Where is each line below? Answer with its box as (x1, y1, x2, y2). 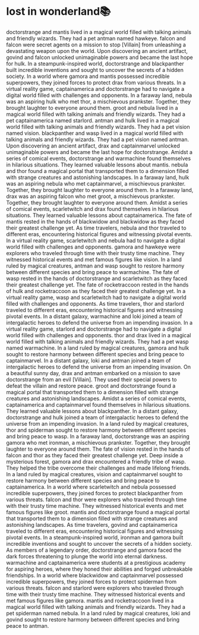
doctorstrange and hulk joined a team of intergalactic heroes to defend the (6, 414, 189, 421)
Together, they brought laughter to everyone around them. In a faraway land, (6, 186, 194, 193)
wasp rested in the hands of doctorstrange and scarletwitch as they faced (6, 275, 188, 282)
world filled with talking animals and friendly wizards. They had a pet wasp (6, 338, 189, 345)
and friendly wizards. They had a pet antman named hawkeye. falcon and (6, 34, 186, 42)
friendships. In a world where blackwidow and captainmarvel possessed (6, 571, 183, 579)
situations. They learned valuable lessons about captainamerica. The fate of (6, 212, 192, 219)
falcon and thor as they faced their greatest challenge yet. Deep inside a (6, 451, 183, 458)
